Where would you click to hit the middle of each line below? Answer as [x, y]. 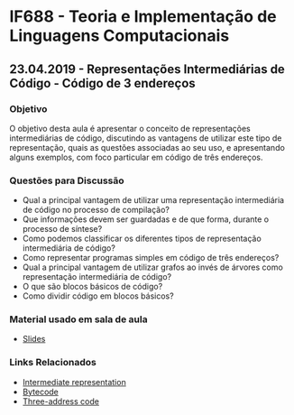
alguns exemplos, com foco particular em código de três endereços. [136, 157]
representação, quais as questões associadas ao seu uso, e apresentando [147, 147]
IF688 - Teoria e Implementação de [143, 17]
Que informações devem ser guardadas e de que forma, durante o [146, 219]
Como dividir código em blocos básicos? [98, 296]
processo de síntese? [62, 229]
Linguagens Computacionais [119, 36]
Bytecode [40, 392]
